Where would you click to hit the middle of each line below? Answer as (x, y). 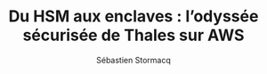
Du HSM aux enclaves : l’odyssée (133, 16)
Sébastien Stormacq (133, 60)
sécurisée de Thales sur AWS (133, 35)
